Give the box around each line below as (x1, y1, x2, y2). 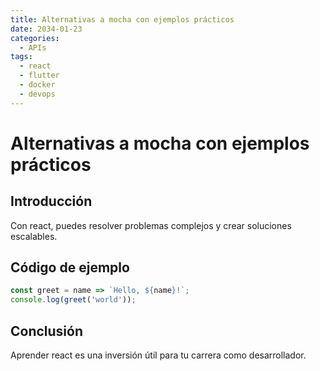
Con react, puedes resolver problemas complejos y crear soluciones (10, 219, 292, 231)
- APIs (19, 42, 47, 53)
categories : (10, 33, 60, 43)
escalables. (10, 230, 58, 242)
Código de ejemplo (10, 259, 130, 276)
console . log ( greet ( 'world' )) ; (10, 295, 137, 305)
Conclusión (10, 322, 84, 340)
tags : (10, 52, 33, 62)
